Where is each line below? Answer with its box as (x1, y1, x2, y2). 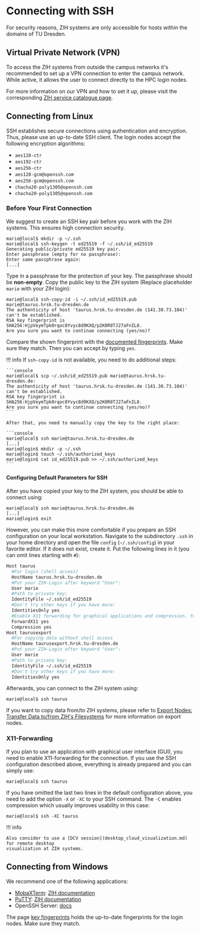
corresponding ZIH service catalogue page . (6, 94, 113, 101)
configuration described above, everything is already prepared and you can (6, 761, 192, 768)
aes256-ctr (14, 165, 42, 171)
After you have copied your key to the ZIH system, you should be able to (6, 487, 183, 495)
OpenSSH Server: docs (14, 902, 72, 909)
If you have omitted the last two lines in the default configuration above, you (6, 789, 193, 796)
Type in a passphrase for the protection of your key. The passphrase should (6, 272, 192, 279)
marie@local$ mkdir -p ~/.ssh (6, 236, 82, 242)
